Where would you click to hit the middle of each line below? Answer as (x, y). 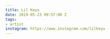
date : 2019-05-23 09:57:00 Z (36, 15)
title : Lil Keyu (22, 10)
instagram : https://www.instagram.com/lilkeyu (55, 29)
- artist (14, 24)
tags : (11, 19)
